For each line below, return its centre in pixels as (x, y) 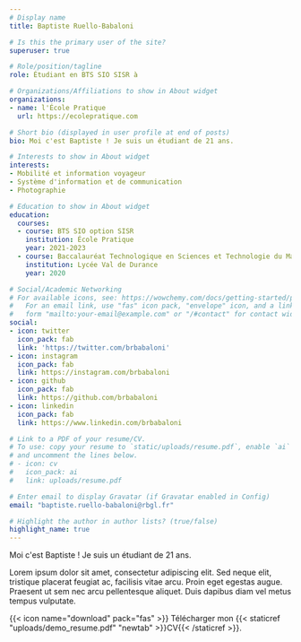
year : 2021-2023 (56, 248)
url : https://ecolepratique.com (78, 116)
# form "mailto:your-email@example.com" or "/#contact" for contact (144, 315)
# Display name (38, 17)
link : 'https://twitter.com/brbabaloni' (94, 347)
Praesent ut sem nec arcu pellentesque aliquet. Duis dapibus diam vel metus (150, 592)
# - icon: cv (34, 464)
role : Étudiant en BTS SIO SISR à (74, 75)
